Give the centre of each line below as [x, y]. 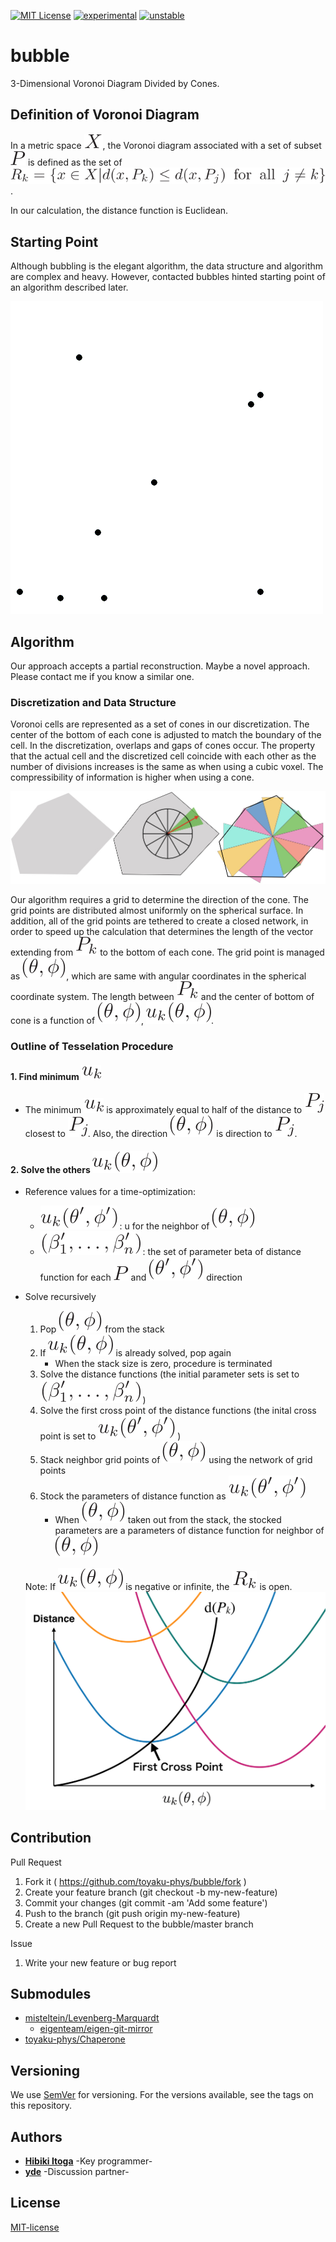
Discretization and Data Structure [93, 702]
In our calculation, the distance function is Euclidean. [119, 211]
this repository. [41, 2106]
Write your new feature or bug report [100, 1962]
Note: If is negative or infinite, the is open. [158, 1587]
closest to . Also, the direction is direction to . [161, 1134]
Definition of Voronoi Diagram [105, 115]
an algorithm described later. [69, 287]
